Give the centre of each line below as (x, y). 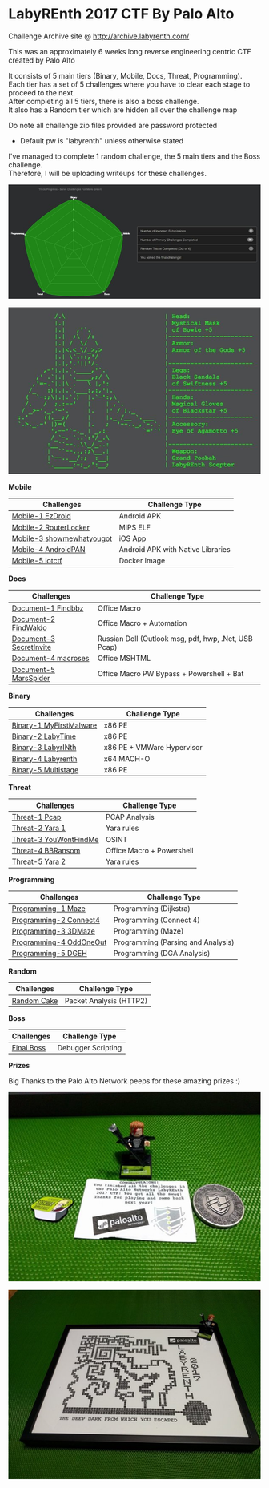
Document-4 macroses (50, 659)
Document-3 (34, 639)
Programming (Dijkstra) (152, 909)
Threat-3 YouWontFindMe (55, 839)
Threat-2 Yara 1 (39, 828)
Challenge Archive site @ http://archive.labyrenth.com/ (99, 36)
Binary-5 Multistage (45, 769)
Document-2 (34, 619)
